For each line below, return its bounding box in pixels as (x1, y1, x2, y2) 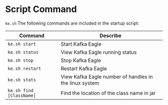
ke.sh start (7, 41, 36, 47)
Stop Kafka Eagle (60, 57, 101, 64)
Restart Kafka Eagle (60, 65, 107, 72)
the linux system (60, 79, 99, 86)
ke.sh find (7, 87, 33, 93)
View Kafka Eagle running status (60, 49, 137, 56)
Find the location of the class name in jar (60, 89, 156, 96)
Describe (99, 32, 121, 39)
